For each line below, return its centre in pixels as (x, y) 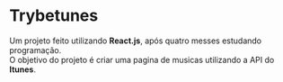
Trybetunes (54, 16)
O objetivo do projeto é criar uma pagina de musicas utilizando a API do (142, 59)
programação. (35, 50)
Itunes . (22, 69)
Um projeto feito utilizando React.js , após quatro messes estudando (136, 41)
